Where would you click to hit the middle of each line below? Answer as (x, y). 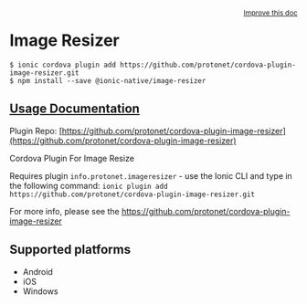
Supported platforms (70, 250)
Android (37, 271)
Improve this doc (270, 13)
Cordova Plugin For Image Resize (72, 158)
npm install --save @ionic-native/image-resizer (112, 80)
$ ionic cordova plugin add (63, 65)
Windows (40, 291)
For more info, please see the (65, 211)
